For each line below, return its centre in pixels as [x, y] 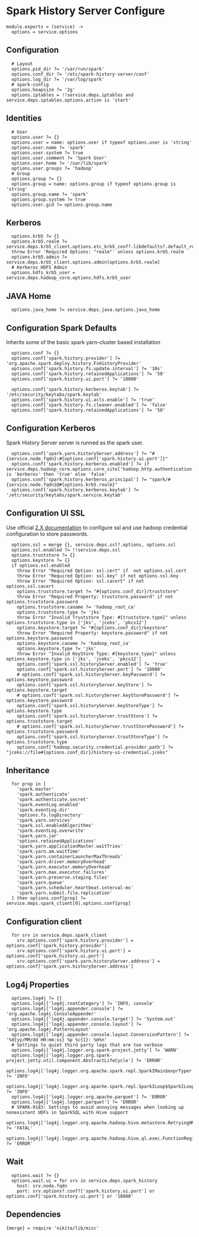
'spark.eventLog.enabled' [49, 805]
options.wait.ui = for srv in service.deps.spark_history [85, 1181]
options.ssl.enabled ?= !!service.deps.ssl [66, 550]
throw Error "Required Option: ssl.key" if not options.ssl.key [98, 576]
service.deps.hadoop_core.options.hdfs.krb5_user [69, 278]
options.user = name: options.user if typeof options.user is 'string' [102, 142]
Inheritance [28, 770]
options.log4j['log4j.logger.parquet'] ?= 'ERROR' [75, 1102]
